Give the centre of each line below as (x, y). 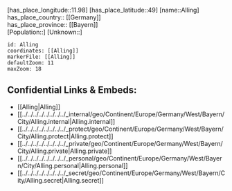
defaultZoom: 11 (30, 63)
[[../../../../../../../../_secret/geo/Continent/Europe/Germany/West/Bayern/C (121, 173)
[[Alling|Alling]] (39, 107)
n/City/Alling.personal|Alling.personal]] (72, 165)
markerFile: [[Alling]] (42, 57)
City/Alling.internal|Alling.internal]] (66, 121)
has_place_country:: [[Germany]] (54, 17)
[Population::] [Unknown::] (45, 32)
